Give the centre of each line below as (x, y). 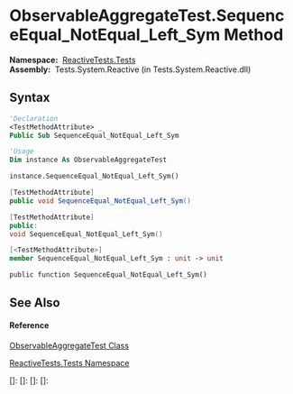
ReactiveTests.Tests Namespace (69, 362)
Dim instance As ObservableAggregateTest (88, 160)
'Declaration (34, 118)
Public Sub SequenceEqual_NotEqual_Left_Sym (94, 135)
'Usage (22, 151)
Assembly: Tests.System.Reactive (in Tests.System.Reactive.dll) (130, 69)
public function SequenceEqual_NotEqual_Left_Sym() (108, 275)
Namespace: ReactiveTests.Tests (73, 60)
